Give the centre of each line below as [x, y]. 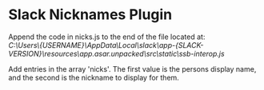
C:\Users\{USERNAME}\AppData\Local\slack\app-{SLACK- [106, 45]
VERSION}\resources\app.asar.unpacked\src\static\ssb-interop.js [117, 53]
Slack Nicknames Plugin [90, 15]
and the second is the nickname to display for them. [94, 77]
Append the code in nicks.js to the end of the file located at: [107, 37]
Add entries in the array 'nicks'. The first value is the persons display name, [132, 68]
